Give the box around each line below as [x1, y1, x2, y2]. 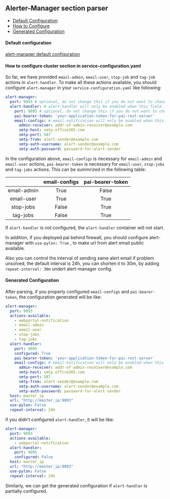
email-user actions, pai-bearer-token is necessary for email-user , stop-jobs [5, 161, 165, 167]
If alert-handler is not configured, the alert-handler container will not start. [5, 224, 164, 231]
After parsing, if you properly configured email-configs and [5, 288, 130, 294]
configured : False [14, 454, 53, 460]
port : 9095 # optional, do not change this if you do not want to [14, 108, 157, 113]
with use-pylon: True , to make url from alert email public [25, 240, 144, 246]
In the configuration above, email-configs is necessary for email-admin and [5, 156, 162, 162]
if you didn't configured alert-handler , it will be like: [5, 416, 114, 423]
